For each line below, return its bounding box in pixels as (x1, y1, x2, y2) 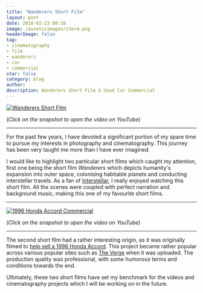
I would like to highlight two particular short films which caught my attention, (6, 158, 196, 165)
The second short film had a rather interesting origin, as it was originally (6, 236, 185, 243)
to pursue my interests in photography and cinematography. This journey (6, 140, 188, 147)
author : (6, 82, 26, 88)
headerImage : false (6, 31, 56, 37)
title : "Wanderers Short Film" (6, 8, 85, 15)
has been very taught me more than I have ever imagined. (6, 146, 150, 153)
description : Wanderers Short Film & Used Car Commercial (6, 88, 155, 94)
